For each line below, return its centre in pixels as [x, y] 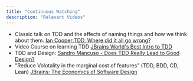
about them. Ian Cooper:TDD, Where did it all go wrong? [83, 40]
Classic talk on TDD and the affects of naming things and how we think [101, 34]
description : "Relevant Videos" [46, 17]
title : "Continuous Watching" [43, 12]
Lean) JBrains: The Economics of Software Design [76, 72]
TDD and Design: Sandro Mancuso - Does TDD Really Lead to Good [97, 53]
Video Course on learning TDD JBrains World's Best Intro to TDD [93, 46]
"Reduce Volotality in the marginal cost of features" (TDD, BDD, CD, [97, 65]
